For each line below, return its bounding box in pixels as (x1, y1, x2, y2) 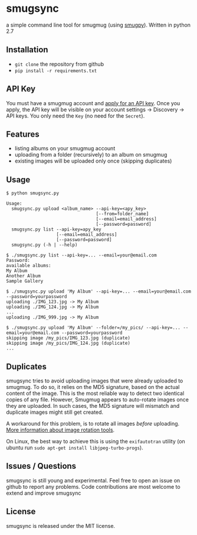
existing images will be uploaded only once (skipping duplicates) (14, 157, 172, 164)
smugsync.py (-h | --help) (11, 242, 78, 248)
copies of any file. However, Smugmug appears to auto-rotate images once (6, 396, 189, 403)
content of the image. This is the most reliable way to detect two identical (6, 390, 185, 397)
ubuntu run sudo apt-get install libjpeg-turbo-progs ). (6, 444, 143, 451)
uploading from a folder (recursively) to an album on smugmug (14, 151, 168, 158)
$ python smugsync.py (6, 190, 60, 196)
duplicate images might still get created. (6, 408, 104, 416)
